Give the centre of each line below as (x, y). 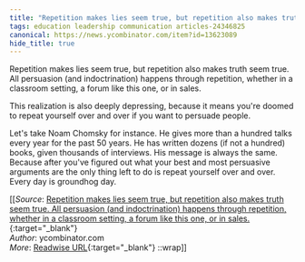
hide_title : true (42, 43)
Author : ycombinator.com (57, 238)
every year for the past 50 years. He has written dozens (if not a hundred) (148, 143)
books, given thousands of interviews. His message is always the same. (144, 153)
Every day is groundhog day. (63, 182)
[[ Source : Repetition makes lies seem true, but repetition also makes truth (147, 199)
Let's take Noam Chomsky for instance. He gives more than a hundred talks (151, 134)
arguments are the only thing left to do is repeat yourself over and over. (143, 172)
